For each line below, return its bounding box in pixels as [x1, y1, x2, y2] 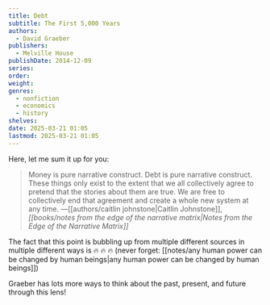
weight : [8, 79, 35, 87]
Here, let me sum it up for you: [8, 154, 110, 164]
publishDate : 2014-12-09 [8, 57, 92, 65]
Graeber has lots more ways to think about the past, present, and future [8, 278, 247, 288]
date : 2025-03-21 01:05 [8, 124, 89, 132]
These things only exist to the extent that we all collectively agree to [27, 178, 254, 188]
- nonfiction [15, 94, 60, 102]
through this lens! [8, 287, 67, 297]
